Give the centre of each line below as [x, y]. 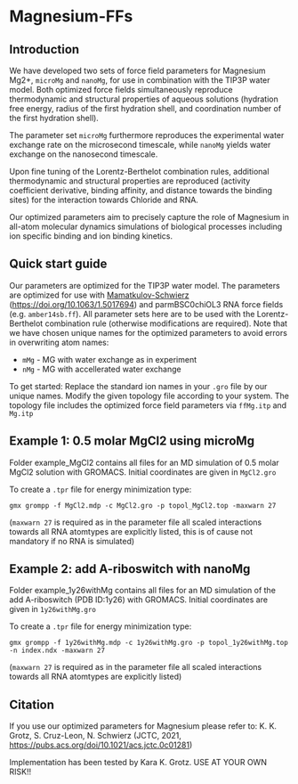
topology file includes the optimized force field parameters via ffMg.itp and [148, 405]
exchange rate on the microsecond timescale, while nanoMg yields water [140, 145]
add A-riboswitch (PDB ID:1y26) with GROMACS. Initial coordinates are [139, 600]
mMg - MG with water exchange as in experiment [109, 359]
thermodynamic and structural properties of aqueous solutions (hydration [144, 99]
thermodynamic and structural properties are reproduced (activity [130, 181]
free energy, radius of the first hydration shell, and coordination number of [145, 108]
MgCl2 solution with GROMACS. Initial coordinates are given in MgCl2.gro [143, 472]
